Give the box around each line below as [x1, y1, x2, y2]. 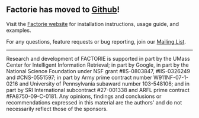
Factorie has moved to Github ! [6, 5, 120, 15]
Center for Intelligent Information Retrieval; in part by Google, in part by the [6, 61, 189, 68]
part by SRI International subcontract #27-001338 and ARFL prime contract [6, 86, 190, 93]
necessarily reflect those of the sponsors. [6, 105, 108, 112]
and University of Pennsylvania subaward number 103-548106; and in [19, 80, 190, 87]
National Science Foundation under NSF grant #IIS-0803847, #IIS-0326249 [6, 67, 191, 74]
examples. [6, 27, 31, 34]
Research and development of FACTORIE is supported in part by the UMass [6, 55, 191, 62]
